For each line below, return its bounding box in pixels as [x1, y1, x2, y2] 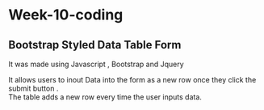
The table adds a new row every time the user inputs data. [8, 92, 202, 102]
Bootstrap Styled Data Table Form [8, 38, 182, 52]
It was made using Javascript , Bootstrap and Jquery [8, 59, 184, 69]
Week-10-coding [8, 6, 124, 24]
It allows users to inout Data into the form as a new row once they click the [8, 75, 257, 84]
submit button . [8, 83, 59, 93]
